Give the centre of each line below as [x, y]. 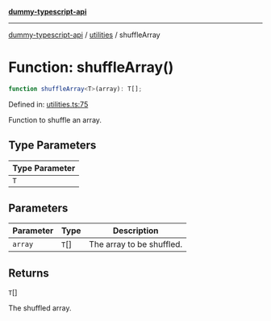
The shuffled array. [40, 308]
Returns [29, 273]
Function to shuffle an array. [55, 119]
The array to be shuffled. [135, 244]
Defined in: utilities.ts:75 [48, 104]
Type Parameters [52, 146]
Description [135, 231]
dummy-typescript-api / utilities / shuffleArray [84, 35]
